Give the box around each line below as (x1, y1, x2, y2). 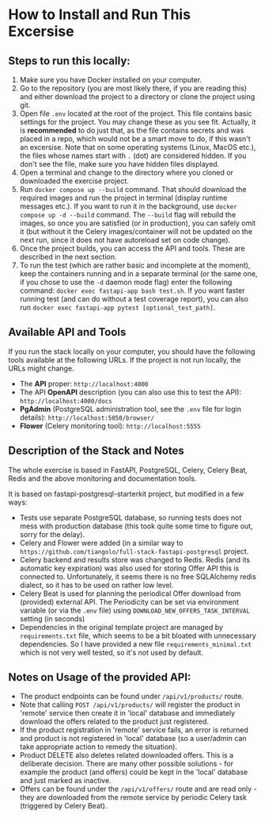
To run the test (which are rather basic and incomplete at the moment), (19, 260, 251, 270)
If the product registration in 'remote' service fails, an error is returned (19, 725, 249, 735)
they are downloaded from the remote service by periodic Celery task (19, 793, 248, 802)
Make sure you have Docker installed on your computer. (19, 75, 203, 84)
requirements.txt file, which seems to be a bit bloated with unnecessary (19, 631, 257, 640)
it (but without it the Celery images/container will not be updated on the (19, 227, 253, 236)
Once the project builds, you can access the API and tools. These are (19, 244, 245, 253)
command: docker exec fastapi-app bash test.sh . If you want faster (19, 286, 245, 295)
